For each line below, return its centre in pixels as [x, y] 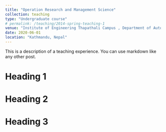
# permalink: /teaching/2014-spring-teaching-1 [55, 23]
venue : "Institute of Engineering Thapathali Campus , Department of [78, 28]
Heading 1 [26, 77]
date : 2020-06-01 [23, 33]
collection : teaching [27, 14]
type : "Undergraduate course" [36, 19]
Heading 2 [27, 99]
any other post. [21, 56]
